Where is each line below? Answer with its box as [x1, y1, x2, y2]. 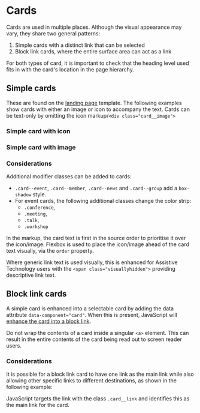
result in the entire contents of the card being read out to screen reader [6, 336, 183, 343]
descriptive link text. [6, 271, 56, 279]
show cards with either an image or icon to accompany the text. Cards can [6, 106, 190, 113]
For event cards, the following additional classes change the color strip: [14, 197, 192, 204]
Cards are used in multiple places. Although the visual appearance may [6, 23, 182, 31]
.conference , [23, 203, 56, 211]
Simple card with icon [6, 127, 71, 135]
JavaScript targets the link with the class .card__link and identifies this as [6, 395, 190, 402]
